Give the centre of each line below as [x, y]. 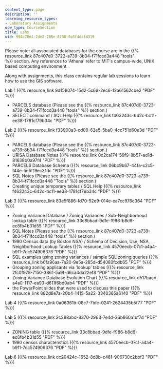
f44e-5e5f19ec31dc [32, 170]
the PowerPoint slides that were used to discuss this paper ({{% [76, 288]
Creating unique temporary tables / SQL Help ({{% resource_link [76, 186]
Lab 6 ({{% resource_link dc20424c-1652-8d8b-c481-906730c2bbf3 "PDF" [81, 357]
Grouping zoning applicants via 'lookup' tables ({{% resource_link [78, 267]
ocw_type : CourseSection [30, 28]
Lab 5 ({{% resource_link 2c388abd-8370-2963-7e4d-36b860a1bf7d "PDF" [81, 317]
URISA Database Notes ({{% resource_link [54, 155]
